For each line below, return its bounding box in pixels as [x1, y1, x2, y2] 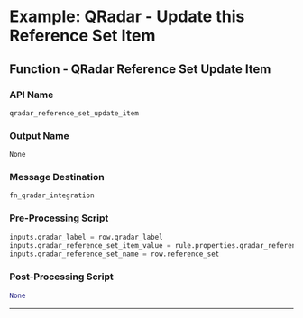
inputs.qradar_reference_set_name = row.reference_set [9, 250, 220, 259]
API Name [9, 88, 54, 101]
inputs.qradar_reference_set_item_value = [9, 241, 171, 250]
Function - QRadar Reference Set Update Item [9, 61, 271, 77]
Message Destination [9, 171, 106, 184]
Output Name [9, 129, 69, 141]
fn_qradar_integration [9, 191, 95, 200]
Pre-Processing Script [9, 212, 109, 224]
